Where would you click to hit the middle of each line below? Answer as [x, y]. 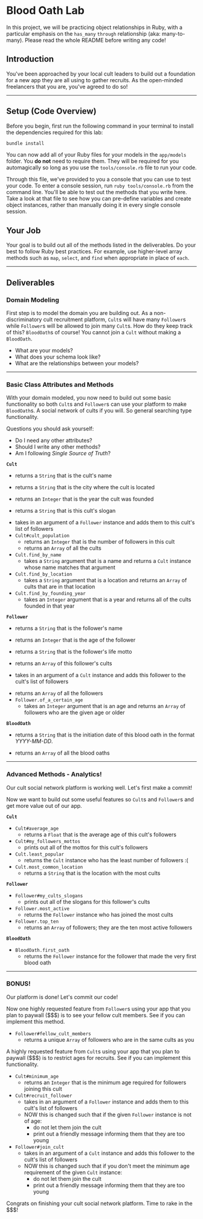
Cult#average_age [37, 828]
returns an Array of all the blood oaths [62, 753]
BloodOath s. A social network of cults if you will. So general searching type [99, 411]
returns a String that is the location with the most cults [92, 873]
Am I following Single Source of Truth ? [63, 453]
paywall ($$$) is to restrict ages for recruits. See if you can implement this [99, 1058]
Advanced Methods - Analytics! [54, 775]
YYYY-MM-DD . [34, 741]
